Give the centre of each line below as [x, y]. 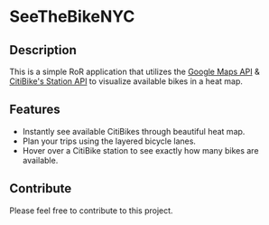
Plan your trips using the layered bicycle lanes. [109, 141]
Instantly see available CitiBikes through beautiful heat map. [134, 131]
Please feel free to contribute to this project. [91, 211]
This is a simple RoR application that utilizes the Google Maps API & [134, 71]
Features [35, 110]
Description [43, 50]
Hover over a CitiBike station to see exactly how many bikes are [140, 150]
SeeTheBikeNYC [72, 17]
